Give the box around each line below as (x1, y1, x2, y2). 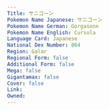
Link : (7, 86, 22, 93)
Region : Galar (7, 49, 48, 55)
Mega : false (7, 67, 41, 74)
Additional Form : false (7, 61, 75, 68)
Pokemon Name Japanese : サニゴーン (7, 16, 103, 23)
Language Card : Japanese (7, 36, 78, 42)
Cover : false (7, 80, 44, 87)
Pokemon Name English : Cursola (7, 29, 96, 36)
